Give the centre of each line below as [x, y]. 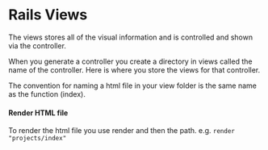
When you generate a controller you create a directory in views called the [130, 61]
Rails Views [48, 15]
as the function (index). [47, 94]
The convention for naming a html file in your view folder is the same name [132, 85]
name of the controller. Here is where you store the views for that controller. [134, 69]
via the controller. [38, 45]
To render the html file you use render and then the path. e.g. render [122, 131]
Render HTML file [38, 112]
